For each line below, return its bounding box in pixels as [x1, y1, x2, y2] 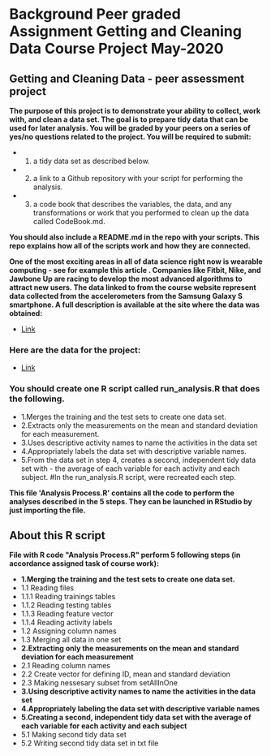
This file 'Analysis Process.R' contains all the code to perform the [9, 488, 234, 498]
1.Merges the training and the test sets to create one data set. [20, 412, 226, 421]
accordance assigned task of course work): [9, 559, 159, 568]
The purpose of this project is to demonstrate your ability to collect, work [9, 106, 261, 115]
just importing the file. [9, 505, 86, 515]
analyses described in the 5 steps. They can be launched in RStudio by [9, 496, 252, 506]
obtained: [9, 309, 43, 318]
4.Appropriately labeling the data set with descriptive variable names [20, 704, 260, 714]
